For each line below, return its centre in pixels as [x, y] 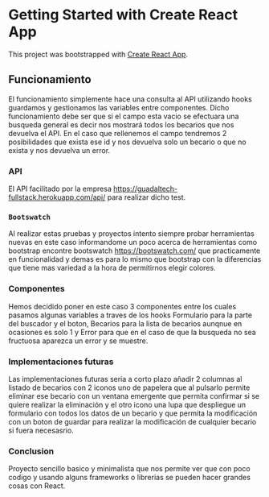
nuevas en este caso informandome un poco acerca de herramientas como [133, 242]
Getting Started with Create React [123, 15]
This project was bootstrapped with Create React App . [98, 54]
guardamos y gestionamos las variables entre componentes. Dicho [119, 107]
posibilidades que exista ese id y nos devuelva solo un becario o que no [127, 142]
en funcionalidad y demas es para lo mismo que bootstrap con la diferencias [135, 259]
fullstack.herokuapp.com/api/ [57, 197]
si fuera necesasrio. [41, 430]
